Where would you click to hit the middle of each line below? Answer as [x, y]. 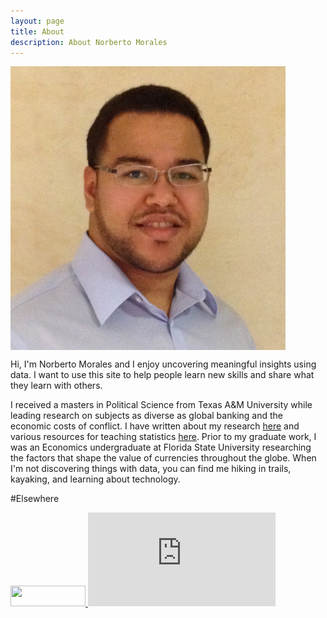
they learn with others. [56, 386]
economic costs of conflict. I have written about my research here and [155, 426]
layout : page [37, 21]
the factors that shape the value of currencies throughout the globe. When [163, 458]
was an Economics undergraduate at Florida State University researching [161, 447]
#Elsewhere [35, 499]
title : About [37, 31]
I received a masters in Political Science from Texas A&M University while [161, 405]
